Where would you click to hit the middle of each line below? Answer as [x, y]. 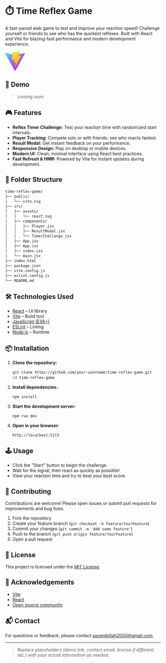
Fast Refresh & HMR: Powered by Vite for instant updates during [78, 159]
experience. [17, 44]
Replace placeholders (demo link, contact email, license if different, [86, 650]
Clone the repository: [35, 363]
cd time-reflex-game [33, 378]
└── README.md [20, 281]
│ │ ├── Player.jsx [30, 226]
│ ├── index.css [24, 251]
